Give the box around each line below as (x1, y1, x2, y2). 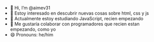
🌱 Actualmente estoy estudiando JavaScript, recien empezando (10, 16, 144, 21)
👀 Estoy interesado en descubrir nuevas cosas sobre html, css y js (10, 10, 149, 16)
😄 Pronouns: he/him (10, 32, 53, 37)
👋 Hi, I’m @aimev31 (10, 5, 51, 11)
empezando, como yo (10, 26, 56, 32)
